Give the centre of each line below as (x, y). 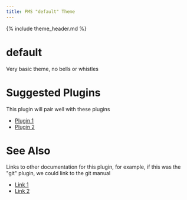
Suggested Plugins (54, 93)
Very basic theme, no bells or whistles (53, 69)
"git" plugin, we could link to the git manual (58, 173)
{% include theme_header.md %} (47, 28)
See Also (28, 151)
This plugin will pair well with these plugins (58, 109)
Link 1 (22, 185)
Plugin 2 (25, 127)
